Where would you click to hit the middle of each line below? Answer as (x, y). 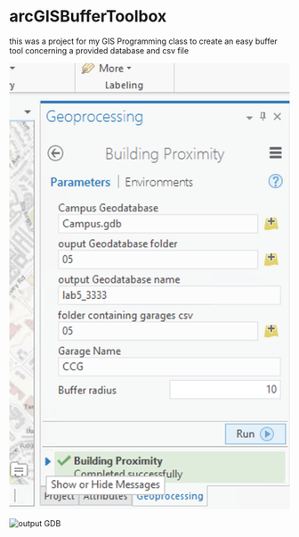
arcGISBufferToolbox (88, 17)
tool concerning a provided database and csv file (99, 50)
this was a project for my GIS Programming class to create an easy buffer (143, 41)
